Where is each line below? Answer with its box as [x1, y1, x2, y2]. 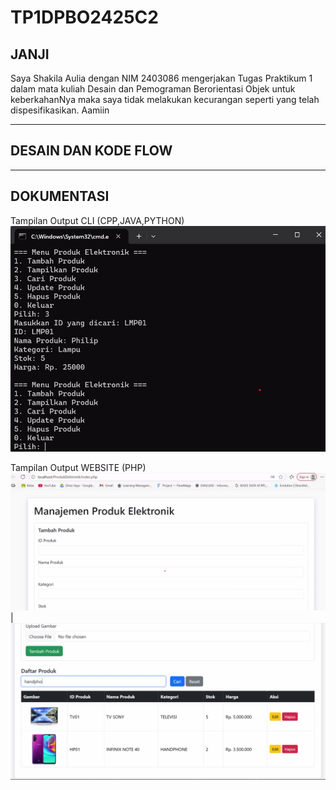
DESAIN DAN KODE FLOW [10, 142, 173, 160]
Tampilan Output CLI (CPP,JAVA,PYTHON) [10, 214, 185, 226]
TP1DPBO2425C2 [10, 6, 159, 29]
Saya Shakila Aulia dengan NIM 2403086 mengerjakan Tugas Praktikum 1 [10, 72, 313, 84]
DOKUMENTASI [10, 188, 110, 205]
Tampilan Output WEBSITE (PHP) [10, 461, 147, 473]
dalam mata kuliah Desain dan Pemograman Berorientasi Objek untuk [10, 83, 296, 95]
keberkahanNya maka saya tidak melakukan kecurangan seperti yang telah [10, 94, 320, 105]
